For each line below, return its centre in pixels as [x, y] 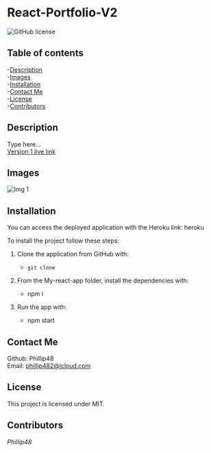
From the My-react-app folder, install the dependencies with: [103, 281]
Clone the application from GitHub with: [73, 254]
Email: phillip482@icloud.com [49, 366]
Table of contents [45, 53]
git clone [41, 268]
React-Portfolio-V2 [62, 13]
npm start [41, 321]
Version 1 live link [32, 151]
